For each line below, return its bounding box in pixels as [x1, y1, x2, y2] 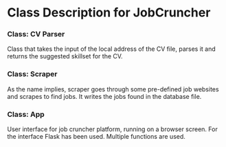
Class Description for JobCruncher [7, 5, 211, 21]
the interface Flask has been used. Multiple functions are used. [7, 133, 185, 141]
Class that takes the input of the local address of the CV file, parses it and [7, 45, 216, 53]
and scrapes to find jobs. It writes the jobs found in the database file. [7, 92, 202, 100]
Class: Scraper [7, 69, 58, 79]
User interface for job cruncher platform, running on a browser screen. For [7, 125, 218, 133]
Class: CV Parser [7, 30, 65, 39]
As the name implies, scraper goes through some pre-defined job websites [7, 84, 219, 93]
